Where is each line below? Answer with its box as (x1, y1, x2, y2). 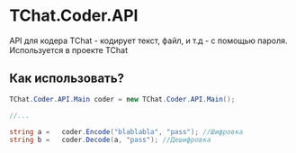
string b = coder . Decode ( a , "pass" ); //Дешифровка (9, 136, 211, 145)
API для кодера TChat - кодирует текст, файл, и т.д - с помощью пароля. (9, 35, 288, 46)
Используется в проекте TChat (9, 44, 129, 55)
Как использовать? (9, 71, 124, 86)
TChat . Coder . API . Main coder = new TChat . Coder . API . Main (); (9, 94, 236, 103)
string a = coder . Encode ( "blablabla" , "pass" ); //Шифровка (9, 127, 244, 136)
